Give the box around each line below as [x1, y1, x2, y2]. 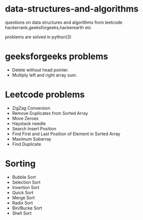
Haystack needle [12, 120, 46, 126]
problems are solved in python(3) [5, 34, 72, 40]
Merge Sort [12, 195, 35, 201]
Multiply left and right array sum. [12, 72, 78, 78]
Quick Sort [12, 189, 34, 195]
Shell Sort [12, 210, 32, 216]
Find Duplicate [12, 141, 41, 147]
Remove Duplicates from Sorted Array [12, 110, 88, 116]
